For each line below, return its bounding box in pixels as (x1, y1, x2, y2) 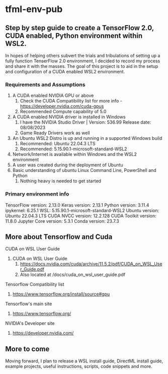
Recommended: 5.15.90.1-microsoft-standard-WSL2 (20, 146, 127, 152)
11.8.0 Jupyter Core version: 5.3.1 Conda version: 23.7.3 (5, 218, 119, 224)
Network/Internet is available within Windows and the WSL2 (12, 151, 137, 157)
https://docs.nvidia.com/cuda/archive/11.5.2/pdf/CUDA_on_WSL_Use (20, 261, 162, 267)
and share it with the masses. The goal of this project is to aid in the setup (5, 63, 158, 69)
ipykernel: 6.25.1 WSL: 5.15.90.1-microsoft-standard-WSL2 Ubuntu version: (5, 207, 159, 213)
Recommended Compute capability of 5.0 (20, 109, 107, 115)
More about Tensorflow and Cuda (5, 232, 113, 241)
